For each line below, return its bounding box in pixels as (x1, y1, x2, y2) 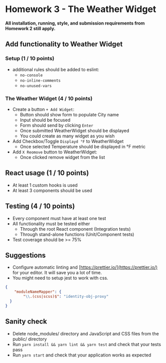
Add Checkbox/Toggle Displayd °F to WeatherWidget (12, 138, 124, 144)
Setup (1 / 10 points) (5, 55, 55, 62)
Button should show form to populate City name (20, 111, 119, 117)
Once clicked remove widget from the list (20, 154, 105, 160)
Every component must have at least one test (12, 215, 106, 221)
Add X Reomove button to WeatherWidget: (12, 149, 97, 155)
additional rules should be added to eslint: (12, 66, 99, 72)
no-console (20, 73, 43, 78)
